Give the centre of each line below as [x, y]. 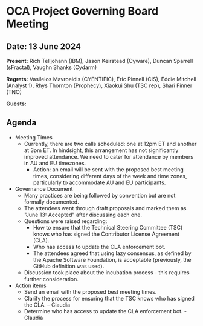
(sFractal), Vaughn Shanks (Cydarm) [52, 67]
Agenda [21, 123]
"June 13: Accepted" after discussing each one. [83, 215]
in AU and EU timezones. [55, 163]
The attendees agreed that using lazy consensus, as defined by [112, 253]
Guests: [16, 104]
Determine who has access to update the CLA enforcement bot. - [105, 311]
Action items [31, 285]
